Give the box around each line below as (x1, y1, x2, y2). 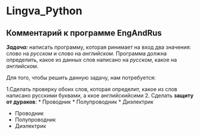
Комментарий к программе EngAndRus (6, 28, 162, 38)
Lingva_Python (6, 4, 82, 18)
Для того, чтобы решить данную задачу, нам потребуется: (6, 74, 156, 81)
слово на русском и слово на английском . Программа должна (6, 50, 167, 57)
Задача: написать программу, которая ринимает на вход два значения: (6, 43, 191, 51)
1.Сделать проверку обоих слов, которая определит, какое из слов (6, 86, 177, 93)
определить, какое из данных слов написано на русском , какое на (6, 56, 177, 63)
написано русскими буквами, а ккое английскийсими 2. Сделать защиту (6, 92, 194, 99)
